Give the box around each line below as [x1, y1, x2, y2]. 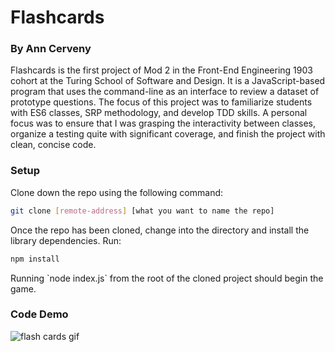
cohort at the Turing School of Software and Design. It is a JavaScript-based [10, 75, 326, 87]
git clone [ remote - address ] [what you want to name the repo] [10, 206, 275, 216]
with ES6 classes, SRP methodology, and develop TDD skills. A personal [10, 107, 308, 119]
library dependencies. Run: [10, 234, 122, 246]
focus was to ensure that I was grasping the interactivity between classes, [10, 117, 316, 130]
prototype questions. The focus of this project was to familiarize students [10, 96, 313, 108]
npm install [10, 254, 60, 264]
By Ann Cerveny [10, 42, 92, 56]
